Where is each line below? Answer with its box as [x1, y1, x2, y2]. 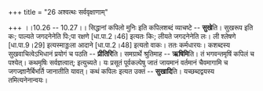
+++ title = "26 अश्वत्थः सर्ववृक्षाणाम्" [8, 8, 108, 16]
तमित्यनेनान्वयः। [8, 75, 49, 85]
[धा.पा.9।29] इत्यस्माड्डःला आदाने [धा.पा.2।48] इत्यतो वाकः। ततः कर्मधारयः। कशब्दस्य [8, 40, 230, 50]
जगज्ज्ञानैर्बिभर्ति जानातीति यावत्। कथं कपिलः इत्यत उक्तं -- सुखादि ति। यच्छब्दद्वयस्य [8, 67, 214, 75]
